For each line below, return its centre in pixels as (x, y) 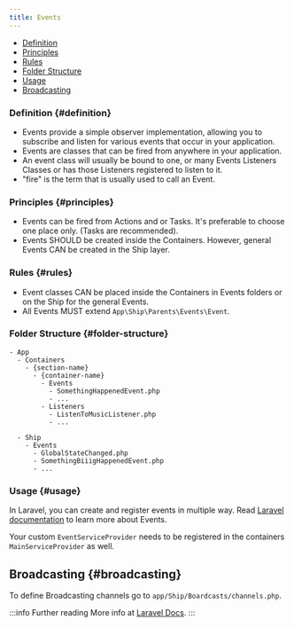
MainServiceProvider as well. (62, 546)
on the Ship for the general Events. (85, 302)
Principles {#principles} (62, 202)
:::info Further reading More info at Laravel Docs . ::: (102, 612)
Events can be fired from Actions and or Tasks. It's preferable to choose (153, 222)
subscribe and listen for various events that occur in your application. (148, 141)
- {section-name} (57, 368)
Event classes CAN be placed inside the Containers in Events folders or (152, 292)
